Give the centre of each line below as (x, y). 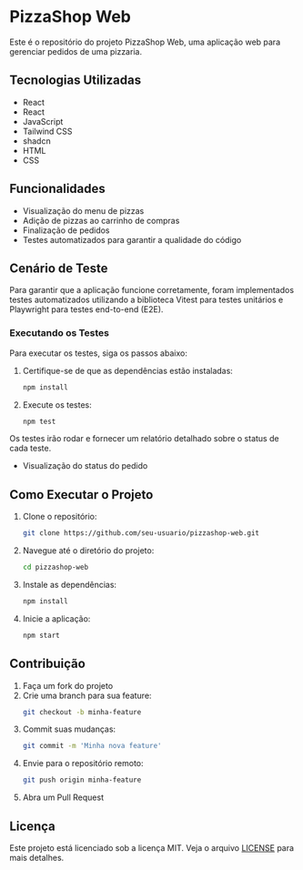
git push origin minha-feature (82, 780)
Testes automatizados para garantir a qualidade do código (132, 239)
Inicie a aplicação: (56, 618)
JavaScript (43, 121)
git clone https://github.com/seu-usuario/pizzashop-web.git (141, 533)
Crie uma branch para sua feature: (87, 695)
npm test (39, 421)
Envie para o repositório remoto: (83, 764)
